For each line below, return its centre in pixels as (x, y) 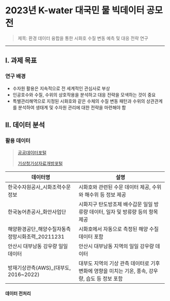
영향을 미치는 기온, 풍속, (121, 271)
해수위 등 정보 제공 (105, 195)
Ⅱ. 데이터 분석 (25, 125)
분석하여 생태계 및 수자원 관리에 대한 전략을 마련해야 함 (72, 107)
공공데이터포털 (32, 153)
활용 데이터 (18, 140)
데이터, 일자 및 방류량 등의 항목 (124, 212)
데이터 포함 (91, 237)
